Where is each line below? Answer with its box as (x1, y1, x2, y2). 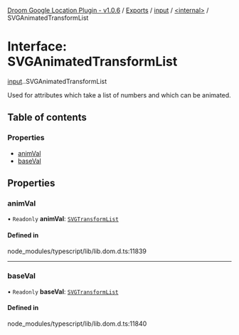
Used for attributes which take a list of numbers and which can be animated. (7, 90, 231, 99)
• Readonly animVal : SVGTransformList (7, 215, 119, 223)
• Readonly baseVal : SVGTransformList (7, 287, 119, 296)
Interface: (7, 38, 68, 55)
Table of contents (7, 112, 87, 124)
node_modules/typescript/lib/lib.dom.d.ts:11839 (7, 247, 147, 255)
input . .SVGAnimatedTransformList (7, 77, 107, 85)
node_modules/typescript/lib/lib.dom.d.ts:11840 (7, 319, 147, 328)
